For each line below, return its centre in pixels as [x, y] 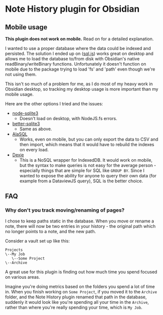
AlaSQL [20, 134]
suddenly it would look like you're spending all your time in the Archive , [77, 302]
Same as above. [36, 129]
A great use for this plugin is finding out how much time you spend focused [81, 272]
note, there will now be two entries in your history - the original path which [81, 226]
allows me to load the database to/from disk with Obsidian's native [72, 59]
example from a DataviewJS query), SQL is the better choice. [81, 181]
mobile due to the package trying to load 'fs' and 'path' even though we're [80, 69]
